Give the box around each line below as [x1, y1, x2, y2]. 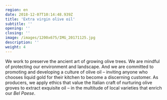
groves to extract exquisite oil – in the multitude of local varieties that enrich [5, 84, 162, 90]
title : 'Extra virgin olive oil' [5, 16, 75, 21]
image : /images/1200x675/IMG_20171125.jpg [5, 35, 96, 40]
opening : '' [5, 26, 30, 31]
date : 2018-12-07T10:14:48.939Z [5, 12, 73, 17]
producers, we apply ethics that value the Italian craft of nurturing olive [5, 79, 152, 85]
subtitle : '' [5, 21, 33, 26]
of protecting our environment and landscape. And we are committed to [5, 63, 154, 69]
